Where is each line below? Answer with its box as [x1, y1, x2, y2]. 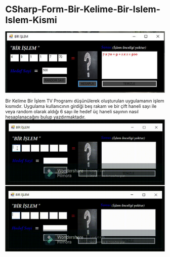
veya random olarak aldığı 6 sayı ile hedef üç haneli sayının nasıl [5, 108, 139, 114]
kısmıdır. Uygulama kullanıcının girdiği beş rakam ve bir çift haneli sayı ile [5, 103, 157, 109]
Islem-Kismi [5, 14, 57, 26]
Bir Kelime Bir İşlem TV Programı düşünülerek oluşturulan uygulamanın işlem [5, 98, 164, 104]
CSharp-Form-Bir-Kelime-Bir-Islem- [5, 4, 160, 15]
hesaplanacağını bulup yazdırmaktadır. [5, 114, 86, 120]
